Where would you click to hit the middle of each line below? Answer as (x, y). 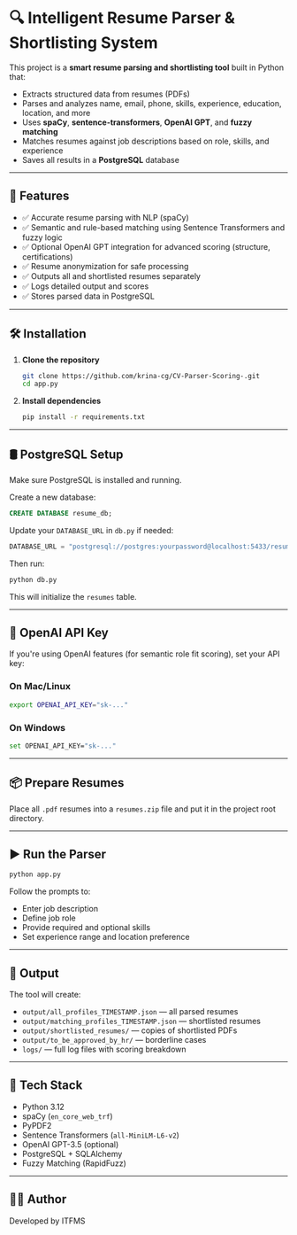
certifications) (47, 256)
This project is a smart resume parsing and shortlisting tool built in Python (147, 67)
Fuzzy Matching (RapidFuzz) (74, 1163)
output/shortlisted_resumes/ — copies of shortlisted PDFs (129, 1030)
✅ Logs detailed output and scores (85, 286)
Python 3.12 (43, 1107)
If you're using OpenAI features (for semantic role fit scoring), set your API (145, 654)
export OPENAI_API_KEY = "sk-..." (69, 705)
